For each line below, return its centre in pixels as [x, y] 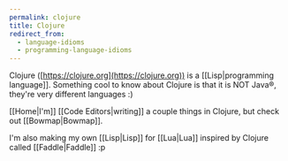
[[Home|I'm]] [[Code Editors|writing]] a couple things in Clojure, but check [144, 111]
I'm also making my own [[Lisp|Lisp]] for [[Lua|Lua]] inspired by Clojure [139, 138]
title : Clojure [37, 26]
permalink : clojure [45, 17]
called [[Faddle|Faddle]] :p [57, 148]
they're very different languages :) [71, 95]
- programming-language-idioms [75, 50]
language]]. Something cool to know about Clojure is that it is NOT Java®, [143, 85]
